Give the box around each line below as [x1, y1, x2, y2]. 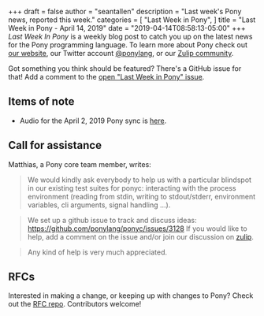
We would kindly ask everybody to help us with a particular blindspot [27, 175, 252, 184]
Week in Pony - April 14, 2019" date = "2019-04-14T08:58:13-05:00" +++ [8, 24, 246, 32]
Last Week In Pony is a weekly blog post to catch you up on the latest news [8, 32, 253, 41]
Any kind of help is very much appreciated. [27, 247, 168, 257]
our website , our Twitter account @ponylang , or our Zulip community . [8, 49, 234, 58]
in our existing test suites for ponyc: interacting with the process [27, 183, 236, 192]
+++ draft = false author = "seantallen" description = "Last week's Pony [8, 7, 242, 16]
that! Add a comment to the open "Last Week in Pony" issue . [8, 72, 205, 81]
